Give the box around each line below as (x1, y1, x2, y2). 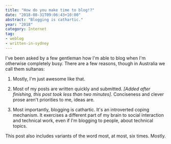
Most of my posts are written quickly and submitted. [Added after (12, 86, 151, 92)
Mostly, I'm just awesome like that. (12, 75, 86, 82)
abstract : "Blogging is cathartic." (5, 17, 83, 22)
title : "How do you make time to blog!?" (5, 7, 95, 13)
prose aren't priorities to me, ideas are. (12, 96, 95, 102)
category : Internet (5, 27, 47, 32)
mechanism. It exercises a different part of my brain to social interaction (12, 112, 164, 118)
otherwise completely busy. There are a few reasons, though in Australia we (5, 60, 165, 67)
